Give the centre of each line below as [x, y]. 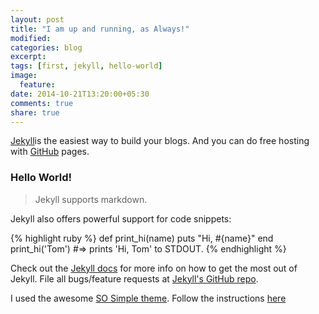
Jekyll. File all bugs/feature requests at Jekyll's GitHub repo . [134, 278]
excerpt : [28, 57]
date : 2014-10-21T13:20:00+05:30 [80, 94]
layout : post [37, 19]
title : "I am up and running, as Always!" [100, 29]
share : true [35, 112]
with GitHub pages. [50, 152]
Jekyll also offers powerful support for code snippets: [121, 218]
